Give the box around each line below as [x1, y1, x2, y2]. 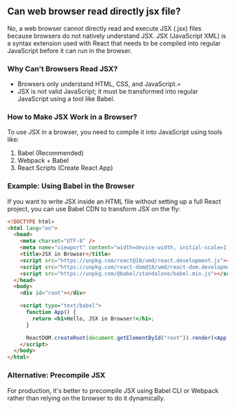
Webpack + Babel [17, 157, 69, 165]
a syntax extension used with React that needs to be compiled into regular [7, 38, 221, 48]
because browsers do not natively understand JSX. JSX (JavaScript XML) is [7, 31, 227, 40]
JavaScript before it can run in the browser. [7, 46, 132, 55]
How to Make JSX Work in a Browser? [7, 112, 138, 122]
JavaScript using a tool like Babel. [17, 94, 115, 103]
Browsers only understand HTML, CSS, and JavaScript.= [17, 80, 182, 88]
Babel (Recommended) [17, 149, 84, 157]
